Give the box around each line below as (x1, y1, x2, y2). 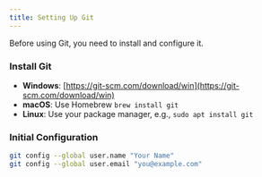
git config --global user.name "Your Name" (9, 151, 175, 161)
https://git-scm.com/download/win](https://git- (65, 80, 240, 90)
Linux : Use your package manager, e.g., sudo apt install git (22, 108, 254, 119)
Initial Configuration (9, 131, 99, 143)
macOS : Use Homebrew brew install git (22, 99, 179, 110)
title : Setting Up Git (9, 13, 94, 22)
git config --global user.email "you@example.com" (9, 160, 203, 169)
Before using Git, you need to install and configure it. (9, 38, 205, 48)
